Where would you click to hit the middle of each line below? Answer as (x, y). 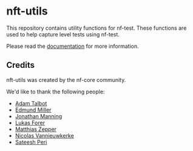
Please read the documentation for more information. (73, 46)
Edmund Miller (33, 110)
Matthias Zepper (36, 129)
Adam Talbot (31, 103)
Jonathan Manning (39, 116)
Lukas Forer (30, 122)
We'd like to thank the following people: (56, 92)
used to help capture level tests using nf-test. (63, 34)
